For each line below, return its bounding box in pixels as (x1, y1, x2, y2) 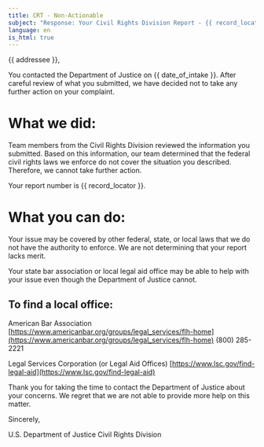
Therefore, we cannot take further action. (8, 166, 142, 175)
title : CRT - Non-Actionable (8, 11, 104, 20)
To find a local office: (8, 297, 114, 311)
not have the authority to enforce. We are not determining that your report (8, 243, 247, 253)
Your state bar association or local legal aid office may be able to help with (8, 267, 250, 276)
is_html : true (8, 33, 55, 42)
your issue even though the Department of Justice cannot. (8, 275, 198, 284)
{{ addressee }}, (8, 55, 60, 65)
